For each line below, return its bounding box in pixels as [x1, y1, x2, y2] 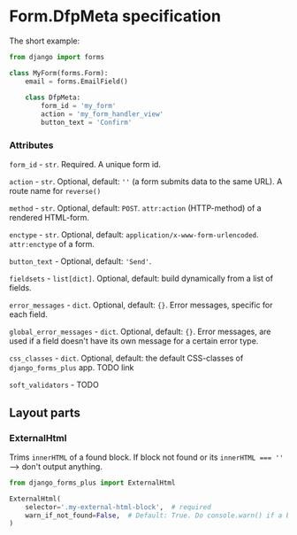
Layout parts [9, 405, 81, 420]
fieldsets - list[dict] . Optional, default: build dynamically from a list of [9, 273, 274, 284]
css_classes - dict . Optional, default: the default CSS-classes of [9, 353, 244, 364]
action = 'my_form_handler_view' [41, 110, 164, 119]
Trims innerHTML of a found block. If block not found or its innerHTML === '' [9, 452, 285, 462]
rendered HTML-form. [9, 213, 90, 223]
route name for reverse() [9, 186, 102, 197]
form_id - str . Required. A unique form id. [9, 159, 162, 170]
